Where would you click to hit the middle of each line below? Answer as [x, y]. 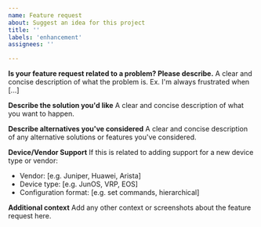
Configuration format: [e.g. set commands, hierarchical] [109, 193]
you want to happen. [41, 113]
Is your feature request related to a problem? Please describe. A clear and [130, 74]
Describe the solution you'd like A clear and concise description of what [126, 106]
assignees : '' [31, 45]
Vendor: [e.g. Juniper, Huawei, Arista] [80, 176]
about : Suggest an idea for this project [77, 23]
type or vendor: [33, 160]
